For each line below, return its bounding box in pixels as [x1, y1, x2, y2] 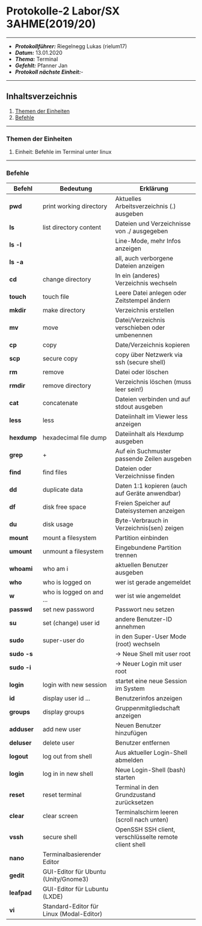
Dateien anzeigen [115, 262, 165, 270]
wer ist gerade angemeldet [115, 578, 191, 587]
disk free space [42, 503, 87, 511]
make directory [42, 306, 85, 315]
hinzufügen [115, 729, 147, 737]
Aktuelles [115, 195, 142, 203]
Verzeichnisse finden [115, 472, 175, 480]
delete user [42, 739, 75, 747]
